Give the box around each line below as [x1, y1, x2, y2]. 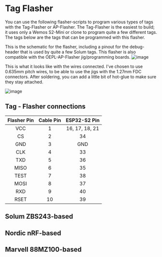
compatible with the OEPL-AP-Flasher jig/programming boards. [5, 54, 131, 60]
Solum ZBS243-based [5, 212, 74, 221]
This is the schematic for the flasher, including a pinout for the [5, 44, 129, 49]
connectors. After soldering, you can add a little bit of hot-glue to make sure [5, 74, 156, 80]
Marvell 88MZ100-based [5, 245, 82, 254]
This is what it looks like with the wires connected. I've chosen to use [5, 64, 143, 69]
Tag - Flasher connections [5, 102, 86, 111]
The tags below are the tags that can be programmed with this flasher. [5, 34, 145, 40]
